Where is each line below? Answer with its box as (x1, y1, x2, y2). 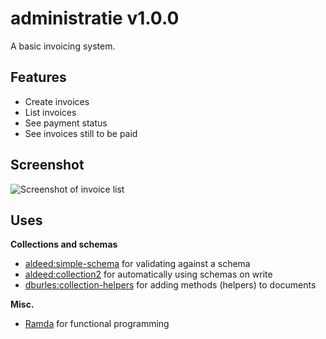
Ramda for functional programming (24, 318, 170, 330)
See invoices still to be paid (24, 127, 138, 139)
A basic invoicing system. (10, 40, 116, 52)
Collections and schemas (10, 238, 118, 251)
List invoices (24, 106, 77, 118)
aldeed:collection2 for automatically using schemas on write (24, 268, 273, 281)
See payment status (24, 117, 108, 129)
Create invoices (24, 95, 90, 107)
